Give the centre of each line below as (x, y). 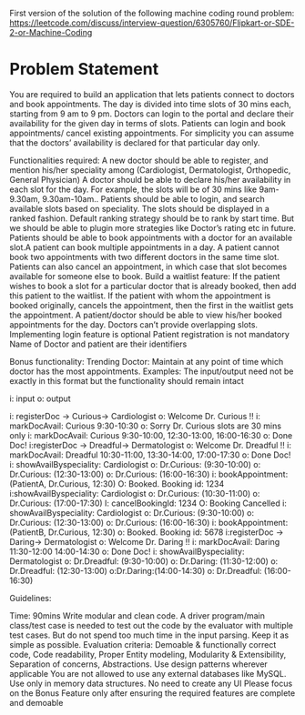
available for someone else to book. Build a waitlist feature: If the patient (145, 276)
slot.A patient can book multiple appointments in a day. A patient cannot (144, 247)
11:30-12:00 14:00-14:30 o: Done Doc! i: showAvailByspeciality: (127, 551)
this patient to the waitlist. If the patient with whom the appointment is (140, 296)
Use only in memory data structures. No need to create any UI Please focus (151, 683)
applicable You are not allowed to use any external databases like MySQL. (148, 673)
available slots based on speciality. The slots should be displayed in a (140, 208)
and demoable (36, 702)
